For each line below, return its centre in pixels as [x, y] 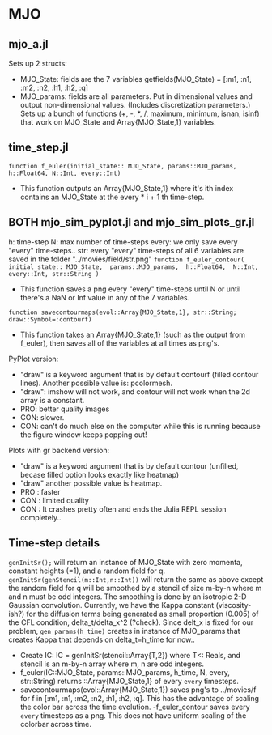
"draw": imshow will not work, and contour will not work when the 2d [135, 391]
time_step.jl [38, 148]
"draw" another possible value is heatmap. [91, 483]
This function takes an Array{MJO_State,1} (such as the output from [132, 334]
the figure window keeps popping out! [83, 435]
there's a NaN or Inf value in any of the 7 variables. [105, 297]
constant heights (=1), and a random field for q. [87, 571]
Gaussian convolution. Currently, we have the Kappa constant [111, 605]
